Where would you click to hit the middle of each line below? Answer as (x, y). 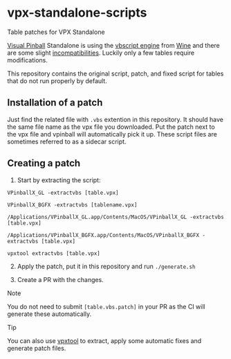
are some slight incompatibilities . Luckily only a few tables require (101, 53)
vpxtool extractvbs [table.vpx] (54, 253)
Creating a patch (44, 163)
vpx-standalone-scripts (77, 13)
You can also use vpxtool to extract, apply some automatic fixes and (104, 340)
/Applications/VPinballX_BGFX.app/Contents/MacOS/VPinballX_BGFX (103, 235)
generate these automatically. (49, 314)
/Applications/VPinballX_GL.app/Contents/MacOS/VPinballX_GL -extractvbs (116, 217)
